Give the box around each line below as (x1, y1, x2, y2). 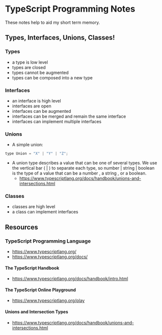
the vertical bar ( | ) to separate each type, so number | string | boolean (12, 165, 155, 171)
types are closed (12, 64, 46, 70)
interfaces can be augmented (12, 108, 71, 114)
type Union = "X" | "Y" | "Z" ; (5, 151, 68, 156)
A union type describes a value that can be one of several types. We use (12, 160, 158, 166)
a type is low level (12, 59, 49, 65)
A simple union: (12, 142, 44, 148)
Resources (5, 223, 38, 231)
